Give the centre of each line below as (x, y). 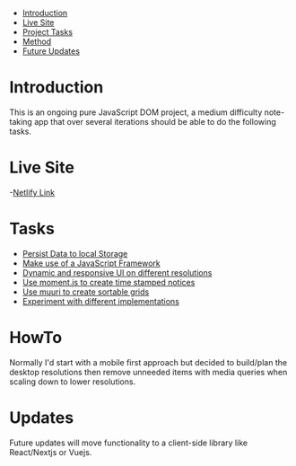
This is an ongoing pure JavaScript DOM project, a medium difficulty (136, 112)
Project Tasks (48, 32)
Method (37, 41)
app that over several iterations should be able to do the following (155, 121)
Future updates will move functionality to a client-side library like (129, 443)
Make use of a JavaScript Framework (91, 263)
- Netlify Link (32, 192)
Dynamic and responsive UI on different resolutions (117, 272)
